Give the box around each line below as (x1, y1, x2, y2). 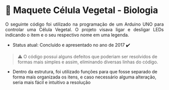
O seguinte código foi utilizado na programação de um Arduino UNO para (5, 21, 164, 27)
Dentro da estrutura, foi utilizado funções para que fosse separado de (12, 68, 157, 74)
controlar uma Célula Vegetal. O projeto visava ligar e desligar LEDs (5, 26, 164, 32)
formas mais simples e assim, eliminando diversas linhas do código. (17, 59, 158, 65)
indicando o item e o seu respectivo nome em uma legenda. (5, 32, 129, 38)
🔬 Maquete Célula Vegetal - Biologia (5, 5, 158, 16)
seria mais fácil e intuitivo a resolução (12, 79, 91, 85)
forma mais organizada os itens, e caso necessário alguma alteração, (12, 74, 157, 80)
